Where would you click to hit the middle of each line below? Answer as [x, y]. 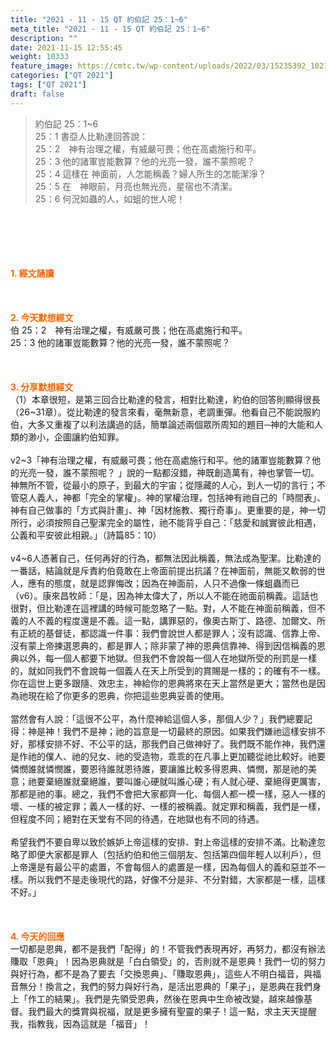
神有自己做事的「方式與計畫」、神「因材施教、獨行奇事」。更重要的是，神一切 [168, 510]
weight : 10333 [40, 57]
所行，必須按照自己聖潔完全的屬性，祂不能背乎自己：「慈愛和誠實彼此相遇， [166, 522]
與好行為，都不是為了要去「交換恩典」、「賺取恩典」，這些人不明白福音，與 [161, 973]
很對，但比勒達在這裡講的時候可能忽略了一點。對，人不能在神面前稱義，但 [163, 608]
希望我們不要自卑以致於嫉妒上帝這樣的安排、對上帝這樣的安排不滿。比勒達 [163, 842]
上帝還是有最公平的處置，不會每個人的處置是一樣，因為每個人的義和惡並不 [163, 867]
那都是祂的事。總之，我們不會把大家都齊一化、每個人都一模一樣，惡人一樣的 [168, 793]
